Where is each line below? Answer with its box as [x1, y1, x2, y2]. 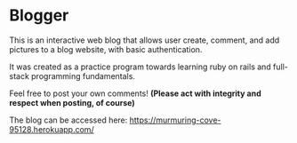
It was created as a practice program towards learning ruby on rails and [9, 61, 271, 72]
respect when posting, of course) [9, 97, 135, 107]
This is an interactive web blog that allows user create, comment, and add [9, 35, 280, 45]
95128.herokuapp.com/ [9, 123, 95, 134]
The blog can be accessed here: [9, 115, 128, 125]
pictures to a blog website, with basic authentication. [9, 44, 203, 54]
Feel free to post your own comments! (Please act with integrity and [9, 88, 261, 99]
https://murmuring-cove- [129, 115, 221, 125]
